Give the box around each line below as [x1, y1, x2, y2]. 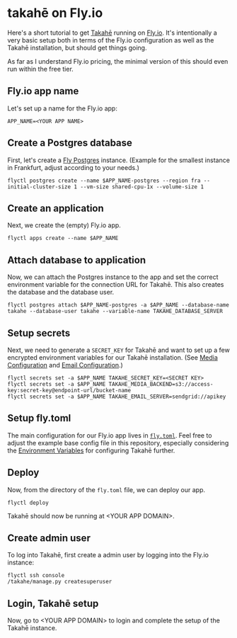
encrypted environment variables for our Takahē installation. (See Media [7, 353, 218, 362]
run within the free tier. [7, 64, 74, 73]
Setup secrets [7, 327, 71, 339]
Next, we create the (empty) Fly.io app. [7, 221, 122, 229]
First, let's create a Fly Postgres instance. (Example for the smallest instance [7, 156, 230, 164]
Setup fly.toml [7, 412, 71, 424]
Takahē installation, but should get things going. [7, 43, 147, 52]
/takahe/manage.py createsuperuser [7, 579, 112, 586]
